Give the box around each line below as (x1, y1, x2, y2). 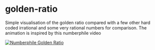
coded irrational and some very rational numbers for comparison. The (5, 25, 147, 30)
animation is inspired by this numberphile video (5, 30, 101, 36)
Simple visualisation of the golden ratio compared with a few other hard (5, 20, 151, 25)
